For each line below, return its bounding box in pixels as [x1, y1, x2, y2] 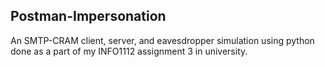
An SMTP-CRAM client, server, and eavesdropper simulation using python [10, 34, 315, 46]
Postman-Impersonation [10, 8, 167, 25]
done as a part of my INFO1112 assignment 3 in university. [10, 45, 248, 57]
